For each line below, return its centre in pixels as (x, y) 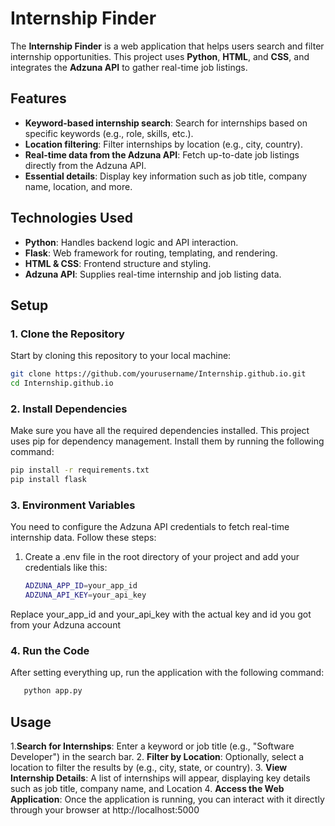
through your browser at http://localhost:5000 (105, 810)
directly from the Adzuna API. (85, 165)
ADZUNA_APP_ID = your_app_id (81, 586)
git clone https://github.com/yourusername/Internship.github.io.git (158, 374)
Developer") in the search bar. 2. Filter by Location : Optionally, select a (157, 757)
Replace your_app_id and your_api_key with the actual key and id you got (161, 614)
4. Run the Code (50, 651)
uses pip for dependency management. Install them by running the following (167, 441)
